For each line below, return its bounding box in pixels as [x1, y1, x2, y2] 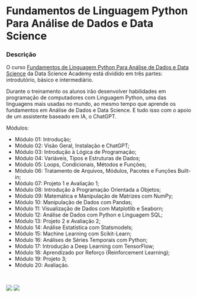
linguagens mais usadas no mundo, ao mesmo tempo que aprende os [6, 101, 176, 108]
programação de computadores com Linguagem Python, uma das [6, 94, 167, 101]
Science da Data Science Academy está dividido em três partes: [6, 70, 163, 78]
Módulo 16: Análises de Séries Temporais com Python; [14, 237, 148, 244]
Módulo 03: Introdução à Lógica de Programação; [14, 148, 137, 156]
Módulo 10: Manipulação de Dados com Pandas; [14, 199, 133, 206]
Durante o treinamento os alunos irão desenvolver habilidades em [6, 88, 167, 95]
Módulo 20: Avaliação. [14, 262, 70, 269]
